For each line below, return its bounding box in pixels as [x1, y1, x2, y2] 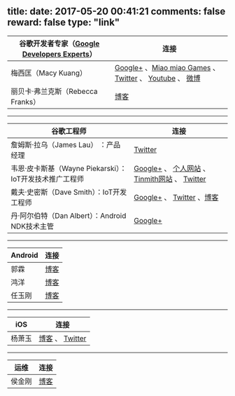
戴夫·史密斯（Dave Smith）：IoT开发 [10, 187, 127, 197]
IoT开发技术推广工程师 [10, 174, 84, 184]
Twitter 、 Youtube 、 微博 [114, 73, 201, 83]
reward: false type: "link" [7, 17, 120, 29]
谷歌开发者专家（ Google [19, 39, 100, 48]
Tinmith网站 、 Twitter [134, 174, 206, 184]
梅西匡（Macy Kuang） [10, 68, 87, 78]
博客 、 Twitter [38, 333, 87, 343]
